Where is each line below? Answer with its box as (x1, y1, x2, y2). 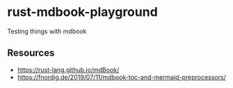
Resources (7, 47, 55, 59)
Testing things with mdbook (7, 27, 87, 35)
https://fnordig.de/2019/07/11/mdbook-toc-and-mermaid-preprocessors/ (17, 73, 226, 81)
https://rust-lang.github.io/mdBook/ (17, 65, 120, 73)
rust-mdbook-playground (7, 4, 158, 20)
